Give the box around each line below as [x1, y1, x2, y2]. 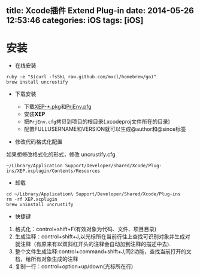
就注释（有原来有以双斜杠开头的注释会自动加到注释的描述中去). [14, 241, 171, 248]
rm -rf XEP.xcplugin [6, 197, 58, 203]
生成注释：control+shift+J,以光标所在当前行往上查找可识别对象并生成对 [14, 233, 190, 240]
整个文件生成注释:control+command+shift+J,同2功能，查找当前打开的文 [14, 248, 192, 255]
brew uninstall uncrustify [6, 202, 74, 208]
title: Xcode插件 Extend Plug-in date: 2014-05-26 [6, 5, 195, 16]
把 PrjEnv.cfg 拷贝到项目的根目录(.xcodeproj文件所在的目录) [23, 118, 171, 125]
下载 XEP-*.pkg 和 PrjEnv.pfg [23, 103, 92, 111]
